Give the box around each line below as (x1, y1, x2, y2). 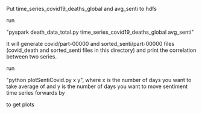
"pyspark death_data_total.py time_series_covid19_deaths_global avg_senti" (6, 28, 194, 36)
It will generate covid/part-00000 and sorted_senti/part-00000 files (6, 40, 175, 47)
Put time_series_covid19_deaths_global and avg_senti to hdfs (6, 5, 157, 12)
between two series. (6, 53, 57, 60)
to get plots (6, 101, 35, 108)
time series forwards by (6, 89, 65, 96)
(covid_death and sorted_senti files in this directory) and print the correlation (6, 46, 197, 54)
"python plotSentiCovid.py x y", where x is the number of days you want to (6, 77, 192, 83)
